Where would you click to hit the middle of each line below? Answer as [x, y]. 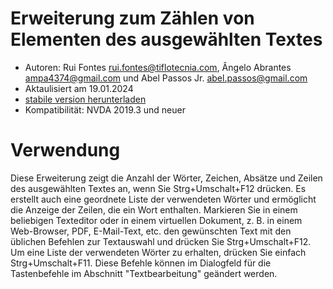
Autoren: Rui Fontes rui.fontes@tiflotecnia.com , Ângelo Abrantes [158, 67]
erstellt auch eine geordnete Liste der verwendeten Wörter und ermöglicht [163, 199]
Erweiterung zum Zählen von [132, 18]
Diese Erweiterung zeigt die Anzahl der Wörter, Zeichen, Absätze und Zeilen [166, 178]
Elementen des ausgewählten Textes [166, 39]
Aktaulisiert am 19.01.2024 [79, 88]
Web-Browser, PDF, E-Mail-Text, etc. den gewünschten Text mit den [151, 231]
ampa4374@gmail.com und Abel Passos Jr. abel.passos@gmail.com [166, 78]
